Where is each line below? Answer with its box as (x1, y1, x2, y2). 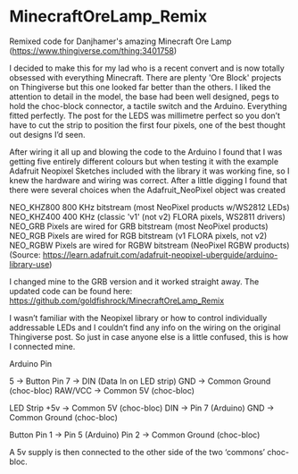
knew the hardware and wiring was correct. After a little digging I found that (9, 174, 287, 185)
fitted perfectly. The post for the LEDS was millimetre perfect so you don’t (9, 110, 281, 121)
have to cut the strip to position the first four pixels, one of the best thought (9, 119, 286, 131)
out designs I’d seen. (9, 129, 86, 140)
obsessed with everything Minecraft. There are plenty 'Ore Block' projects (9, 72, 282, 82)
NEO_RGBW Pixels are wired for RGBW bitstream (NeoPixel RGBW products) (9, 240, 290, 250)
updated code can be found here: (9, 285, 133, 296)
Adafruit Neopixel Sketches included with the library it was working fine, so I (9, 165, 290, 176)
